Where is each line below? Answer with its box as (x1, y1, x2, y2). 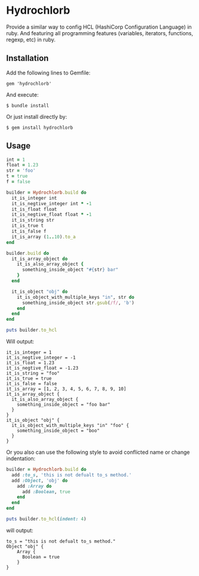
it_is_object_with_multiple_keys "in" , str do (17, 294, 135, 300)
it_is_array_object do (11, 256, 68, 262)
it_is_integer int (11, 195, 58, 201)
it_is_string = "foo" (6, 370, 60, 376)
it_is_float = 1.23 (6, 360, 55, 366)
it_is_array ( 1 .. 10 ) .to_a (11, 234, 76, 240)
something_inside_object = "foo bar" (17, 402, 111, 408)
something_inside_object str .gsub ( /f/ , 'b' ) (21, 299, 135, 306)
